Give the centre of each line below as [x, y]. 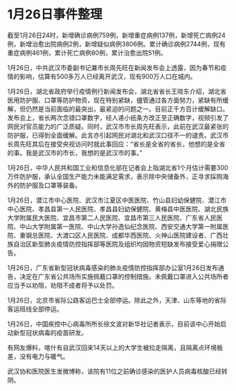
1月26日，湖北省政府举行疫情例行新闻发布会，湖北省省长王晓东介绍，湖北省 [117, 91]
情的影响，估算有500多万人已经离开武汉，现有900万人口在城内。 [102, 76]
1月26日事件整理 [55, 14]
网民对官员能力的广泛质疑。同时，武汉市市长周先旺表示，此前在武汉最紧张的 [118, 126]
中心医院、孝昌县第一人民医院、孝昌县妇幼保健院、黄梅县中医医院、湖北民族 [118, 208]
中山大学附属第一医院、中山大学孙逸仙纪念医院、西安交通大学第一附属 [121, 226]
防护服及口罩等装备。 [50, 185]
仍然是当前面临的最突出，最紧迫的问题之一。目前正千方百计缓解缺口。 [127, 109]
